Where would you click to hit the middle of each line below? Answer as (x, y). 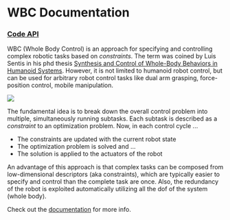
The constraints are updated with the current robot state (96, 139)
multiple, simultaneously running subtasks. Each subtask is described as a (112, 119)
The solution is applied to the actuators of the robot (90, 154)
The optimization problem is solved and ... (76, 147)
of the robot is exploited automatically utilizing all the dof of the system (107, 189)
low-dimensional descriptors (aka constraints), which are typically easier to (114, 174)
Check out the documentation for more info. (69, 210)
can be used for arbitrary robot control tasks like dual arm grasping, (103, 78)
